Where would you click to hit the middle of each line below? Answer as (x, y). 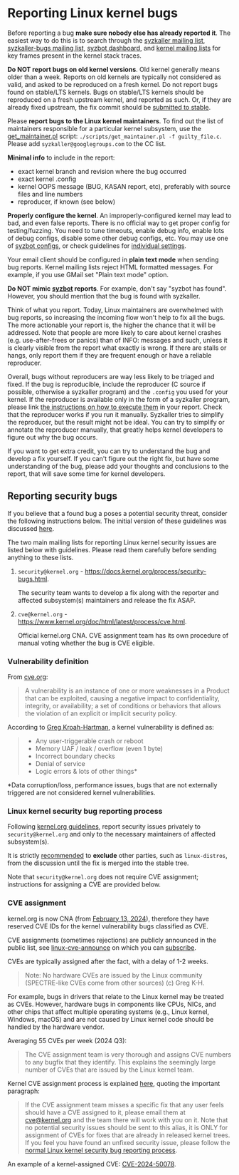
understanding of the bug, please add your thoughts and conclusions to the (118, 466)
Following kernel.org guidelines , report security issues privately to (104, 827)
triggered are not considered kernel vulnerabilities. (81, 793)
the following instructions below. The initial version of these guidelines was (117, 521)
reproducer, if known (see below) (67, 202)
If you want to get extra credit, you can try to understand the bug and (109, 451)
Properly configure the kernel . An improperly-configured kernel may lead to (119, 215)
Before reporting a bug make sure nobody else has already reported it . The (119, 33)
